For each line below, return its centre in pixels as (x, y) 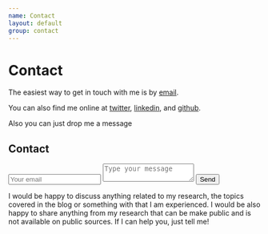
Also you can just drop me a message (70, 123)
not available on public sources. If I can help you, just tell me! (109, 222)
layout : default (35, 23)
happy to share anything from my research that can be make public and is (130, 213)
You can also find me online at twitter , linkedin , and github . (105, 108)
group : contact (34, 30)
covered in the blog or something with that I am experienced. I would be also (134, 204)
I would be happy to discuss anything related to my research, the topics (126, 196)
